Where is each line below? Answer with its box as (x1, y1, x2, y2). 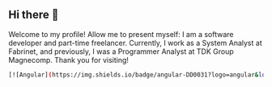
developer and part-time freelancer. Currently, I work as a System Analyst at (8, 38, 262, 48)
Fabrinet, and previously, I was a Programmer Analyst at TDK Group (8, 46, 235, 56)
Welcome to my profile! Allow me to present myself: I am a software (8, 29, 234, 39)
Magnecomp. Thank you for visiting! (8, 55, 130, 64)
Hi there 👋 (8, 8, 59, 22)
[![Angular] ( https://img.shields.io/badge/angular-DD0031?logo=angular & (8, 70, 259, 79)
